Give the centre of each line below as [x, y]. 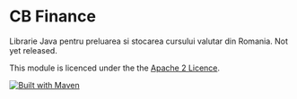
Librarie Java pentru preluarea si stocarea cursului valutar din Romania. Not [149, 41]
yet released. [34, 50]
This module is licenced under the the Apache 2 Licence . [115, 68]
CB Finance [53, 16]
